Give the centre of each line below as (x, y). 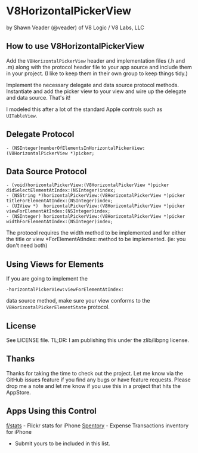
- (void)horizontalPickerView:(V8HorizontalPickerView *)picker (88, 185)
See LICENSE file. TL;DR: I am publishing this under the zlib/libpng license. (98, 340)
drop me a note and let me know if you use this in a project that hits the (93, 386)
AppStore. (18, 392)
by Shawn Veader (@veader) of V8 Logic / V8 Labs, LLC (75, 27)
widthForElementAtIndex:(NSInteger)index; (60, 222)
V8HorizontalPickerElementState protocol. (58, 307)
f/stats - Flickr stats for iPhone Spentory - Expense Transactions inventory (98, 426)
